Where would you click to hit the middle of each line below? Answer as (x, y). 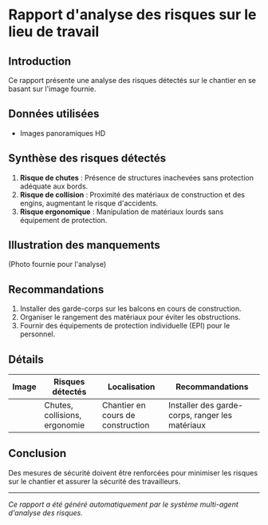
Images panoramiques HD (63, 133)
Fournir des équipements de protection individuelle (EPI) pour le (125, 326)
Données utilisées (54, 114)
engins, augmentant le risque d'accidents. (89, 203)
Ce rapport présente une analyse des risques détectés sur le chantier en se (132, 80)
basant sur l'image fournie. (53, 89)
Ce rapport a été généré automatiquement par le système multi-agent (124, 504)
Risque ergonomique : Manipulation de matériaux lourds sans (122, 211)
